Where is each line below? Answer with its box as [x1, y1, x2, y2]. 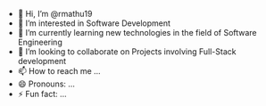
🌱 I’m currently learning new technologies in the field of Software [17, 28, 257, 37]
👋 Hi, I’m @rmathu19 [17, 9, 93, 19]
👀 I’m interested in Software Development [17, 18, 171, 29]
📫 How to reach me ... [17, 66, 101, 76]
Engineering [17, 37, 62, 47]
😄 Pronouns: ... [17, 78, 76, 89]
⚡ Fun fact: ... [17, 89, 67, 99]
